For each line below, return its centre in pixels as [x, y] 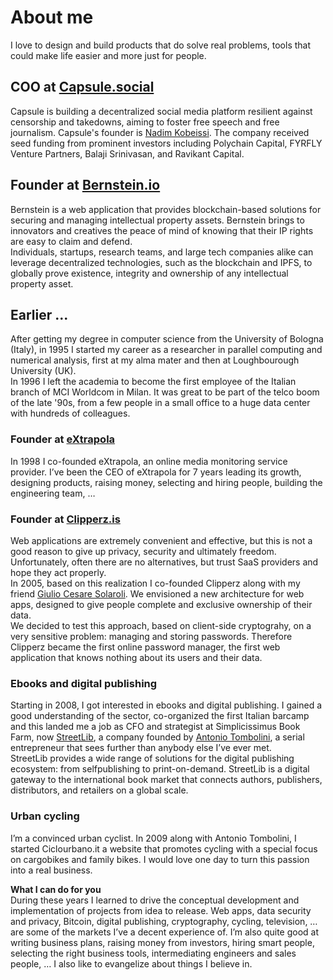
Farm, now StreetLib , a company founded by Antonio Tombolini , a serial [157, 737]
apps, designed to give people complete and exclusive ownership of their [161, 604]
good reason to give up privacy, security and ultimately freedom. [143, 551]
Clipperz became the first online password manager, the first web [145, 647]
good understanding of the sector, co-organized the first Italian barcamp [160, 716]
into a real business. [51, 870]
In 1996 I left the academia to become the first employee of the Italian [153, 382]
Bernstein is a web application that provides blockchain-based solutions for [166, 209]
